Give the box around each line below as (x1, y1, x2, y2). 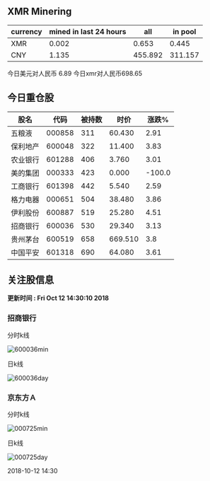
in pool (173, 26, 197, 36)
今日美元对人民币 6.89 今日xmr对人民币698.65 (7, 69, 143, 77)
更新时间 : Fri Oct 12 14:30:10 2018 (7, 294, 110, 303)
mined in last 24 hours (49, 26, 127, 36)
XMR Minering (7, 6, 72, 18)
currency (11, 26, 42, 36)
